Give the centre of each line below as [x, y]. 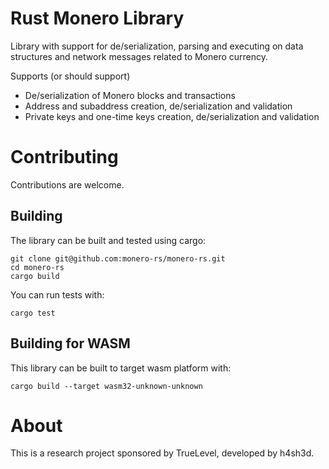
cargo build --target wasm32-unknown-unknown [106, 386]
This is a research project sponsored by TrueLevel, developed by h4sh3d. [162, 453]
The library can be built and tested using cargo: [108, 240]
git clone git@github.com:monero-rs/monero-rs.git [118, 258]
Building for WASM [70, 343]
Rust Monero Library [97, 18]
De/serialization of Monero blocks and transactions [130, 95]
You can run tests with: [57, 294]
